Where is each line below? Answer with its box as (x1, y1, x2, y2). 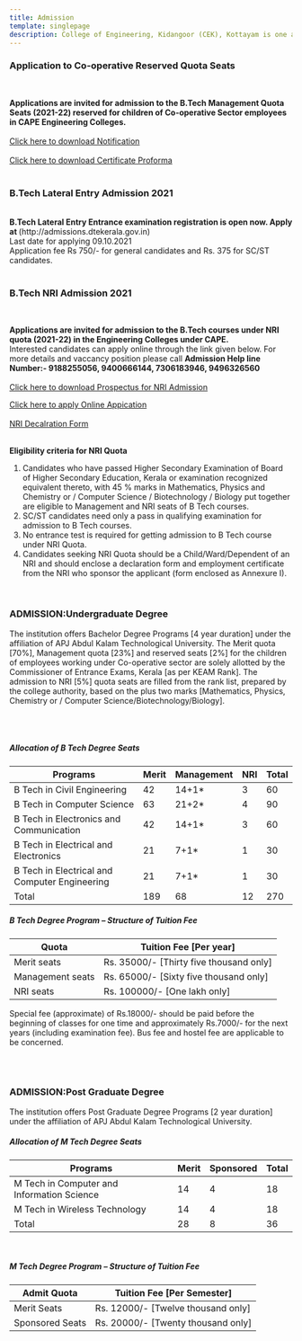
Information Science (13, 1188, 100, 1201)
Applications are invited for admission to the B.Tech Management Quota (9, 97, 285, 108)
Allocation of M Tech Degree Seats (9, 1136, 142, 1147)
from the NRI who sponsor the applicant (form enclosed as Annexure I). (22, 568, 288, 579)
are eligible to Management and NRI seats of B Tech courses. (22, 501, 250, 512)
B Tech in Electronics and (13, 813, 121, 825)
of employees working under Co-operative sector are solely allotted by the (9, 657, 286, 668)
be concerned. (9, 1036, 65, 1047)
